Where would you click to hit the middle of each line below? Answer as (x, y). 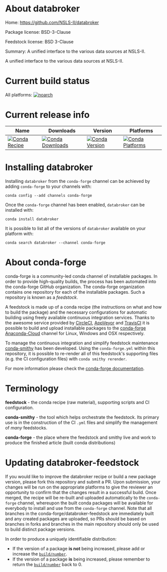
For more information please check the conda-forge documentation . (75, 368)
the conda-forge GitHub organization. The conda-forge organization (75, 287)
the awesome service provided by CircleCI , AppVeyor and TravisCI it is (78, 323)
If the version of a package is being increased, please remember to (81, 559)
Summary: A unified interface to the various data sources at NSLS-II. (75, 51)
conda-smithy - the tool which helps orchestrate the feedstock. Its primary (82, 417)
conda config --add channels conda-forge (49, 195)
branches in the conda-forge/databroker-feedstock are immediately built (80, 513)
